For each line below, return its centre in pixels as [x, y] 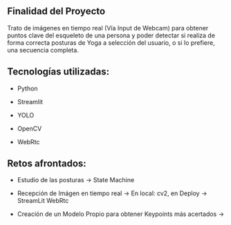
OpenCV [29, 128]
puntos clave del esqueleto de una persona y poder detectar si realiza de [111, 35]
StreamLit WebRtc [43, 201]
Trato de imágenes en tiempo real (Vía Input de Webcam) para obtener [108, 28]
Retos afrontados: [47, 164]
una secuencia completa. [43, 50]
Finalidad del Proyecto [56, 11]
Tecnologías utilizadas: [58, 72]
